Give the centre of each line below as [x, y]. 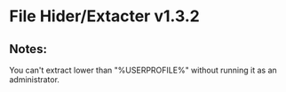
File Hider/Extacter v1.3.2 [104, 16]
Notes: [28, 49]
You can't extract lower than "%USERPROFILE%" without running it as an [143, 70]
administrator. [35, 80]
